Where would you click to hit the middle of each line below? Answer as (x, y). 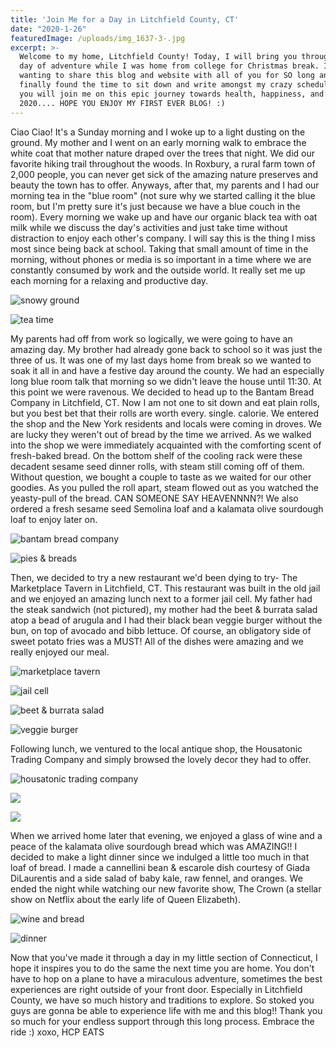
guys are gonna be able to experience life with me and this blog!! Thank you (166, 1010)
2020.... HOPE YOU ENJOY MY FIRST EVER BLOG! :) (122, 103)
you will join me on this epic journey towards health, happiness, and (172, 94)
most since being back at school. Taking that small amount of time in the (159, 248)
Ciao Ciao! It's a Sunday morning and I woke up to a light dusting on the (158, 132)
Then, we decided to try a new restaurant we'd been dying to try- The (154, 577)
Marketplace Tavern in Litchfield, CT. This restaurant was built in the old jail (165, 588)
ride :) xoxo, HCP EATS (57, 1032)
